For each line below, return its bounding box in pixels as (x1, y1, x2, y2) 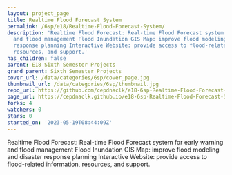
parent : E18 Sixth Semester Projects (7, 61, 116, 68)
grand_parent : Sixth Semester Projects (7, 68, 122, 74)
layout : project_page (7, 10, 70, 17)
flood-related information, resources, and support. (7, 160, 151, 168)
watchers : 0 (7, 106, 41, 113)
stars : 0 (7, 112, 32, 119)
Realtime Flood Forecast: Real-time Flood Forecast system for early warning (7, 138, 224, 146)
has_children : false (7, 55, 67, 62)
